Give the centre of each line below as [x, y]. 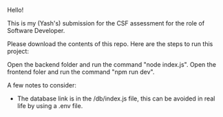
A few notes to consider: [42, 85]
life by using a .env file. [50, 106]
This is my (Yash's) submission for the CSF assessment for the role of [106, 23]
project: [18, 51]
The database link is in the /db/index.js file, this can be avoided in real [116, 98]
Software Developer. [36, 31]
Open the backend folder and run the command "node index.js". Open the [112, 64]
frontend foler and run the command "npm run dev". [81, 72]
